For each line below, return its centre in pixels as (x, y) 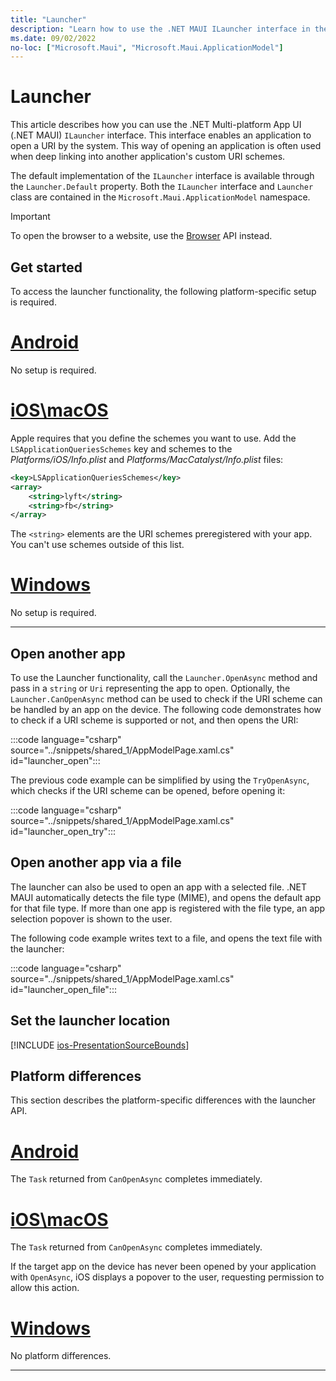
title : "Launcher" (48, 19)
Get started (46, 267)
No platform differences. (61, 1356)
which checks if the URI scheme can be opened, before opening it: (148, 790)
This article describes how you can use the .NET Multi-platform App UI (156, 125)
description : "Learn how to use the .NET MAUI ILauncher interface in (160, 29)
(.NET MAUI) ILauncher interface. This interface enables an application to (161, 135)
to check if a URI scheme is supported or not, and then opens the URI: (154, 720)
